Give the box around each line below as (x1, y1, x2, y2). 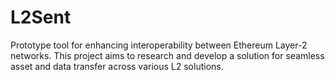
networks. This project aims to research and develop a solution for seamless (10, 49, 325, 61)
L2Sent (10, 6, 72, 29)
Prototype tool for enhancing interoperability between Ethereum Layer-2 (10, 39, 308, 51)
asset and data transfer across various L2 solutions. (10, 60, 224, 72)
